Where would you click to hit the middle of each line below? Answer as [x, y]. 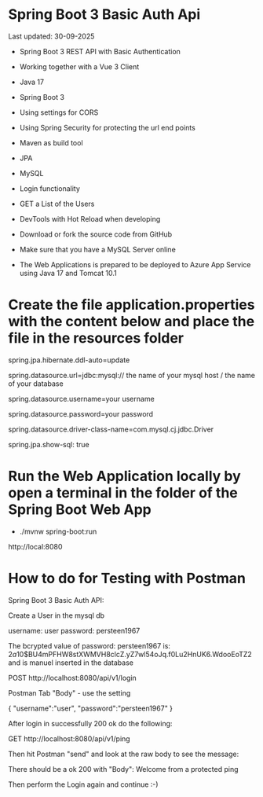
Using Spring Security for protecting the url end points [108, 127]
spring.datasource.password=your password [81, 413]
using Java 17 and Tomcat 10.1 [68, 273]
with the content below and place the [131, 322]
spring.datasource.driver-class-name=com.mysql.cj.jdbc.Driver [111, 429]
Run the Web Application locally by [124, 476]
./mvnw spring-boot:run [58, 531]
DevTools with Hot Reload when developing [90, 219]
